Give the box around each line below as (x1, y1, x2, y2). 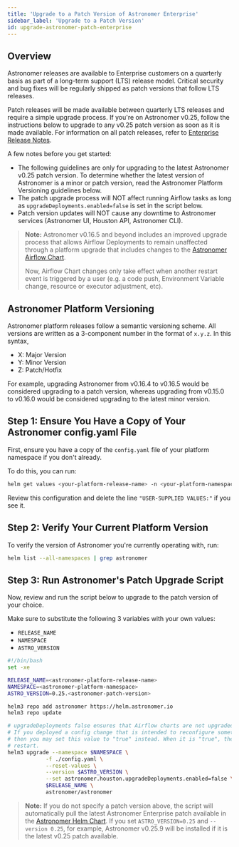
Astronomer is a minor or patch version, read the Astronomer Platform (17, 179, 223, 188)
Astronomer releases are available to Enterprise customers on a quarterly (7, 69, 222, 78)
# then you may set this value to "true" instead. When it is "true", (7, 736, 221, 743)
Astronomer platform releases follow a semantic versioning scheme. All (7, 322, 216, 330)
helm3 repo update (7, 709, 62, 717)
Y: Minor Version (17, 358, 67, 366)
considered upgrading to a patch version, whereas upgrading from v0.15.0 (7, 387, 225, 396)
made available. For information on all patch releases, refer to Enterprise (7, 128, 219, 137)
